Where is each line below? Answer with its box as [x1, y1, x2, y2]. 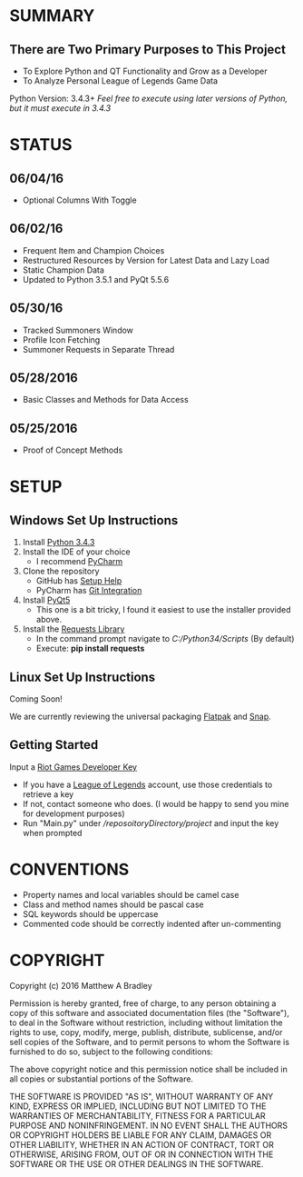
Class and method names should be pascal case [22, 899, 204, 910]
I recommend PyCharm [35, 556, 123, 567]
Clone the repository [22, 565, 100, 577]
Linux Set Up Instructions [9, 669, 156, 684]
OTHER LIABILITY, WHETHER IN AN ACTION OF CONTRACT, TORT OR [9, 1139, 274, 1150]
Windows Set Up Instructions [9, 513, 179, 528]
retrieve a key [22, 788, 74, 800]
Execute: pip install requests [35, 643, 145, 654]
